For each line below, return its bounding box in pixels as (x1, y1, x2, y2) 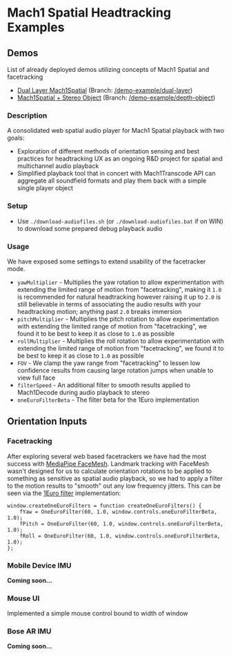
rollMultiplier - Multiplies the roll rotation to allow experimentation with (17, 337, 224, 345)
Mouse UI (7, 593, 40, 603)
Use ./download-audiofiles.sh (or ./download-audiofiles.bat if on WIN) (17, 216, 224, 225)
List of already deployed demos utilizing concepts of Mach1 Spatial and (7, 66, 210, 73)
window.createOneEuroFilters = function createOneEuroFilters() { (7, 502, 202, 509)
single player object (17, 184, 74, 192)
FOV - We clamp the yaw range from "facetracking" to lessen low (17, 358, 201, 367)
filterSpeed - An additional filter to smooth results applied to (17, 380, 191, 389)
